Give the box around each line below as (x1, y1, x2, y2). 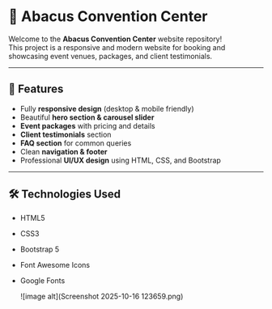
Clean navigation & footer (19, 146, 108, 156)
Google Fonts (19, 275, 66, 286)
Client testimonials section (19, 129, 112, 139)
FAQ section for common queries (19, 138, 132, 148)
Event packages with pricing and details (19, 121, 155, 130)
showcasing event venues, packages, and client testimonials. (8, 51, 213, 61)
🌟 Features (8, 83, 64, 96)
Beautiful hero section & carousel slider (19, 112, 155, 122)
